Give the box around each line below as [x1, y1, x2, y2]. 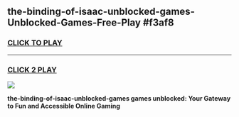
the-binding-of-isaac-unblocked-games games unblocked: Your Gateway [7, 94, 231, 102]
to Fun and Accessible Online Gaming [7, 101, 121, 110]
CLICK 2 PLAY [7, 65, 57, 74]
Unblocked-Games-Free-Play [7, 17, 141, 29]
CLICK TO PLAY [7, 38, 63, 48]
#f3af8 [142, 17, 174, 29]
